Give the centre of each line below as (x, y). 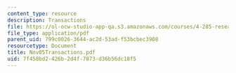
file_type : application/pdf (48, 33)
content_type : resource (42, 14)
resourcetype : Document (42, 46)
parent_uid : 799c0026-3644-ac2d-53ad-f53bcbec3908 (83, 40)
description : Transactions (47, 20)
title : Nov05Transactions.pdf (52, 53)
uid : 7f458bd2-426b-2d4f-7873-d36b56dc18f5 (72, 59)
